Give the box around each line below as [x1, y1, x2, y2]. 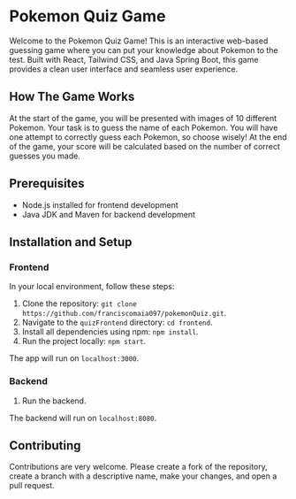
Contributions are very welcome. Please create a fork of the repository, [9, 462, 268, 472]
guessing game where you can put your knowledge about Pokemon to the [9, 44, 278, 55]
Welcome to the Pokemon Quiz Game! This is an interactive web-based [9, 35, 269, 46]
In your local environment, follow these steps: [9, 281, 175, 292]
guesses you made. [9, 150, 81, 161]
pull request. [9, 480, 55, 491]
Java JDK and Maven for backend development [21, 209, 196, 219]
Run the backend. [21, 395, 87, 406]
